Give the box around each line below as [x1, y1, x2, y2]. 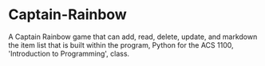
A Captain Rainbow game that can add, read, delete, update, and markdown [8, 32, 258, 41]
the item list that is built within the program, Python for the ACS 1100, [8, 40, 234, 49]
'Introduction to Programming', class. [8, 49, 130, 58]
